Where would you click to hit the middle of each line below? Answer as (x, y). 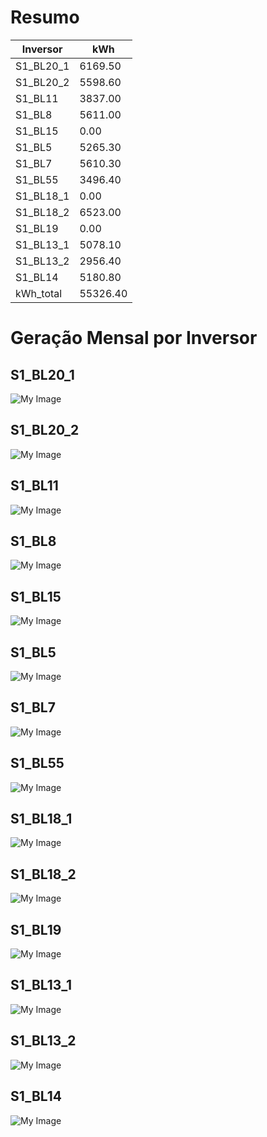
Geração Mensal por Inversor (134, 338)
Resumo (45, 17)
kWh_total (39, 293)
